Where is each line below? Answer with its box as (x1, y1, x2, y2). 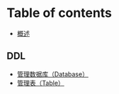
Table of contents (6, 5, 113, 21)
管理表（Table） (16, 78, 64, 87)
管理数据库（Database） (16, 69, 89, 78)
